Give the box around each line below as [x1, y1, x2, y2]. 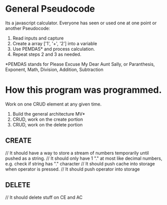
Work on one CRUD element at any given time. [5, 101, 102, 107]
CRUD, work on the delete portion [12, 121, 83, 127]
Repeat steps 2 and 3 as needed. [12, 51, 82, 57]
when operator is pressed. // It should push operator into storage [5, 166, 140, 172]
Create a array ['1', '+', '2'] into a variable [12, 40, 97, 46]
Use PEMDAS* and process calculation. [12, 46, 95, 52]
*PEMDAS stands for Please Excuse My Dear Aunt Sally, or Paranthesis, [5, 61, 155, 67]
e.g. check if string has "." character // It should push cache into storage [5, 160, 155, 166]
